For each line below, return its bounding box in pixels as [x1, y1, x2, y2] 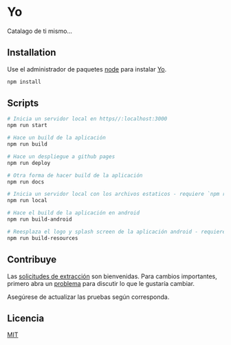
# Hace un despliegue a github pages [7, 153, 115, 160]
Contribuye [7, 254, 57, 265]
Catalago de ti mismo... [7, 27, 73, 35]
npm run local [7, 197, 48, 204]
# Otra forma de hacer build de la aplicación [7, 172, 143, 179]
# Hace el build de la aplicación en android [7, 210, 140, 216]
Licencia [7, 312, 45, 324]
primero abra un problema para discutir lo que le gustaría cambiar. [7, 279, 195, 287]
